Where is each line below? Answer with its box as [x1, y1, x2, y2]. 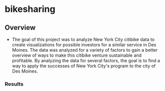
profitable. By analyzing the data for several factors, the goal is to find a [12, 58, 160, 63]
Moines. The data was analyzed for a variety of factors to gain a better [12, 47, 158, 53]
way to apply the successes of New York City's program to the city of [12, 63, 156, 69]
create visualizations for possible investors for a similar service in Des [12, 42, 156, 48]
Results [5, 81, 24, 88]
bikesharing [5, 3, 56, 15]
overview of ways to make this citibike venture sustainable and [12, 52, 142, 58]
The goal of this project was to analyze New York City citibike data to [12, 36, 155, 42]
